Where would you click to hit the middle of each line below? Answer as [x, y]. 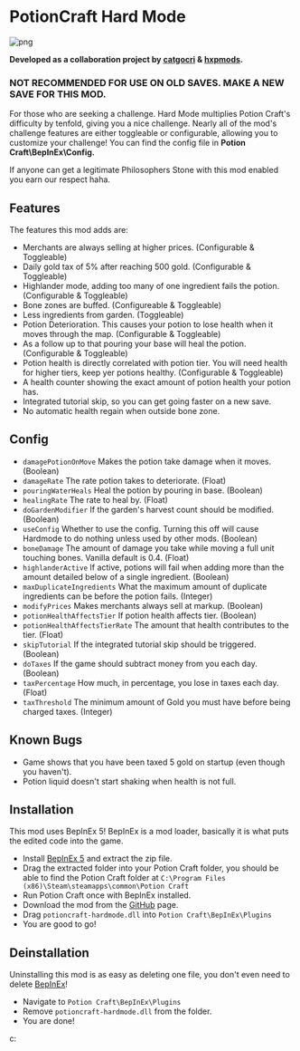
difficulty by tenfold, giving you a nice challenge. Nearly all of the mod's [143, 123]
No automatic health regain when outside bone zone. [121, 411]
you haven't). [47, 771]
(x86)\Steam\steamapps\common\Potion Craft [106, 887]
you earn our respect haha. [60, 179]
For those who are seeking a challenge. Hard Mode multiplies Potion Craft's [150, 114]
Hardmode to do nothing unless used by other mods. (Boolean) [140, 538]
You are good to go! [59, 924]
